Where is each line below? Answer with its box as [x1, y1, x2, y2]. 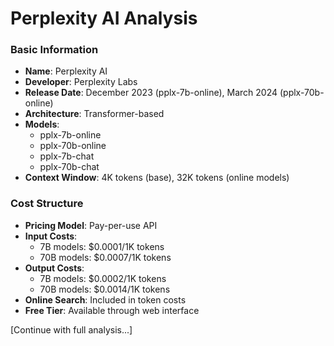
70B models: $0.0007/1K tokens [39, 251, 172, 263]
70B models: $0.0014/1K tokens [39, 283, 171, 295]
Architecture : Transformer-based [24, 108, 165, 120]
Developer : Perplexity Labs [24, 76, 138, 88]
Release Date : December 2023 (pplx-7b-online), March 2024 [24, 87, 278, 99]
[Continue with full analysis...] [10, 323, 133, 336]
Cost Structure [10, 197, 84, 211]
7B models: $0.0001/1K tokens [39, 240, 165, 252]
